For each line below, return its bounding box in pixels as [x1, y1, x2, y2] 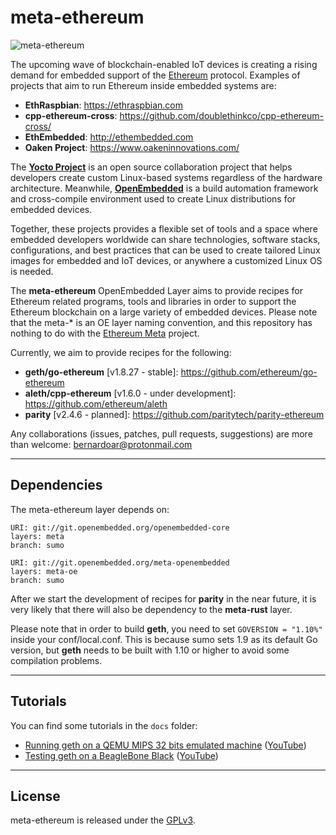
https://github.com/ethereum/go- [180, 366, 318, 378]
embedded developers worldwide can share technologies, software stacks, [10, 233, 321, 245]
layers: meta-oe [10, 566, 78, 576]
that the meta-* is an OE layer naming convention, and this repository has [10, 316, 313, 328]
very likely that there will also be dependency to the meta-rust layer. [10, 603, 293, 615]
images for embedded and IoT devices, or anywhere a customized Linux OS [10, 254, 323, 266]
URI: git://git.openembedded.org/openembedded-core [10, 522, 230, 533]
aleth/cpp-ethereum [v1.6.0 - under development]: [24, 387, 237, 399]
